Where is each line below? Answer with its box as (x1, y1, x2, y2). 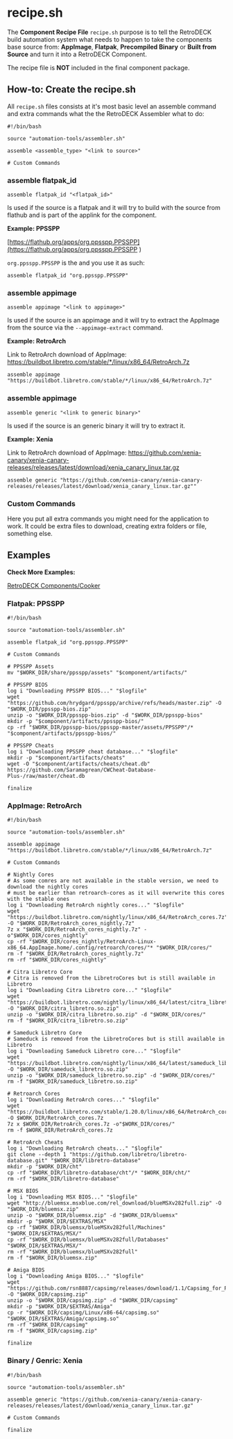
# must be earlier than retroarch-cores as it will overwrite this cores (7, 890, 225, 897)
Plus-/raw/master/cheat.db (7, 773, 85, 780)
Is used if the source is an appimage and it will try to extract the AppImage (7, 316, 220, 325)
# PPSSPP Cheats (7, 742, 54, 749)
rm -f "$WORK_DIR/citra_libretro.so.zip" (7, 1017, 129, 1025)
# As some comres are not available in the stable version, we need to (7, 877, 218, 884)
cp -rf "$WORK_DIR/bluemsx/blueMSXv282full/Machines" (7, 1224, 166, 1231)
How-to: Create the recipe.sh (7, 83, 137, 95)
